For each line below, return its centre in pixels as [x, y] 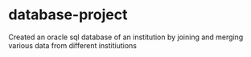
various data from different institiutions [72, 45]
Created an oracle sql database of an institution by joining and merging [126, 37]
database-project [68, 15]
